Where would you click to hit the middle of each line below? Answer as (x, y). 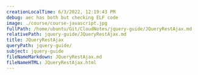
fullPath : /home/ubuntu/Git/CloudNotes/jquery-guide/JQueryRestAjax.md (99, 29)
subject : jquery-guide (35, 51)
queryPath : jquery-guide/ (39, 46)
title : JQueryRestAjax (35, 40)
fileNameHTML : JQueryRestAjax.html (51, 62)
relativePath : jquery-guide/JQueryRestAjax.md (66, 34)
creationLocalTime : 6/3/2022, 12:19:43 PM (61, 12)
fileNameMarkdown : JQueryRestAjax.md (54, 57)
